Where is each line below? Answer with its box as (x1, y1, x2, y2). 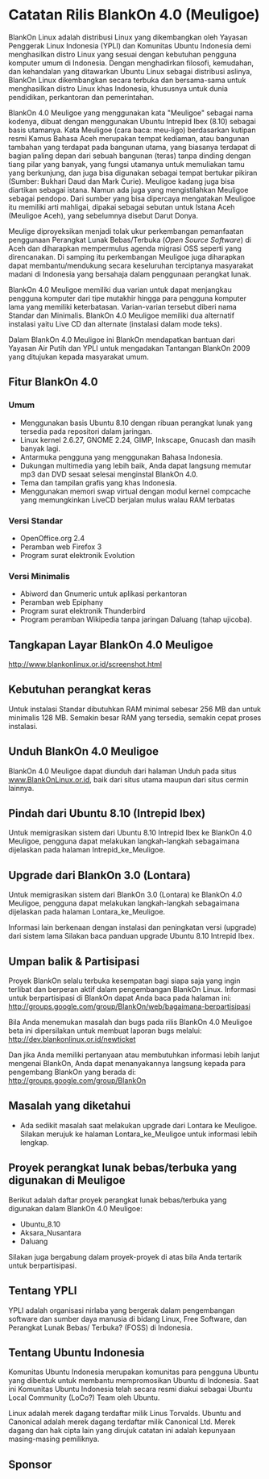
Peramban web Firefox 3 (19, 542, 102, 552)
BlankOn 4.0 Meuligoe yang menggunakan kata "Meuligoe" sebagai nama (8, 107, 254, 118)
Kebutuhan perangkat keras (8, 683, 151, 697)
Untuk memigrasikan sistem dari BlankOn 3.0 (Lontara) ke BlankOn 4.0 (8, 889, 242, 900)
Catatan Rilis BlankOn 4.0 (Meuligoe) (8, 6, 260, 24)
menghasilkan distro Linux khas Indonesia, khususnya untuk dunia (8, 83, 228, 94)
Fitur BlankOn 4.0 (8, 375, 98, 389)
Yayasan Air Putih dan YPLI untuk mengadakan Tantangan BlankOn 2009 (8, 343, 250, 352)
